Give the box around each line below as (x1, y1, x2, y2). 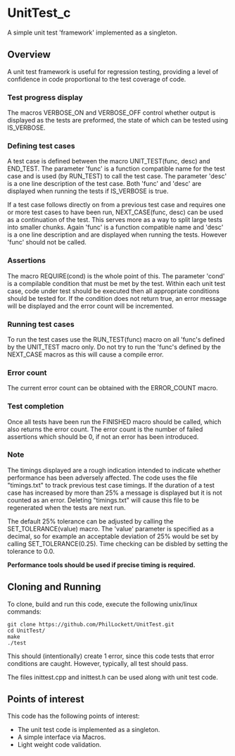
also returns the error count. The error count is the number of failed (7, 425, 203, 433)
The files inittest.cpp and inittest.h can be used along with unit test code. (7, 673, 218, 681)
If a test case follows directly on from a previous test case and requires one (7, 201, 226, 209)
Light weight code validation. (17, 740, 102, 749)
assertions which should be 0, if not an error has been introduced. (7, 432, 199, 441)
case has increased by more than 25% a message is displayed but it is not (7, 488, 222, 497)
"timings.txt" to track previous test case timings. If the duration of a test (7, 481, 215, 489)
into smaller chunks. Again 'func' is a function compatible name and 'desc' (7, 223, 224, 232)
